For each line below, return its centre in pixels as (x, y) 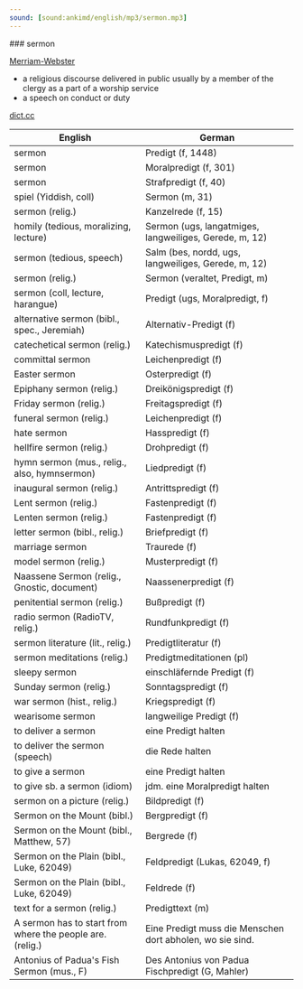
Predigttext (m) (178, 908)
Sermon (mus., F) (50, 971)
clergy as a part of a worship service (91, 88)
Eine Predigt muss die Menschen (215, 928)
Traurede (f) (171, 546)
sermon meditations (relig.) (71, 658)
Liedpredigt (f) (176, 468)
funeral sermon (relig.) (62, 418)
